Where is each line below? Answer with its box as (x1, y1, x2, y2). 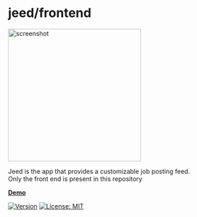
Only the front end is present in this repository (8, 175, 142, 183)
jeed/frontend (8, 5, 91, 21)
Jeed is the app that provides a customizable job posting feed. (8, 167, 191, 175)
